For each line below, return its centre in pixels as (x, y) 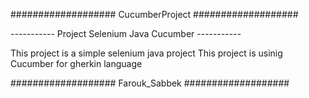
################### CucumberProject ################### (154, 14)
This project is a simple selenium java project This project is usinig (146, 53)
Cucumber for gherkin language (76, 63)
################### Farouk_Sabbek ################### (150, 83)
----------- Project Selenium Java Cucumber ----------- (126, 33)
